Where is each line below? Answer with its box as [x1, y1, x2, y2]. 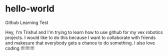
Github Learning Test [5, 19, 48, 25]
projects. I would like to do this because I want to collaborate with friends [5, 34, 156, 40]
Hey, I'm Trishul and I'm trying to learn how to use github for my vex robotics [5, 29, 163, 35]
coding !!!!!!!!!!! [5, 45, 35, 51]
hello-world [5, 3, 55, 14]
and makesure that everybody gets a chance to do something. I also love [5, 39, 155, 45]
